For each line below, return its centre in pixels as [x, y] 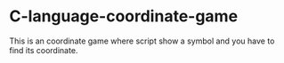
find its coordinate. [44, 50]
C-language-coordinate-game [124, 16]
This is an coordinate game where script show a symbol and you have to [142, 41]
